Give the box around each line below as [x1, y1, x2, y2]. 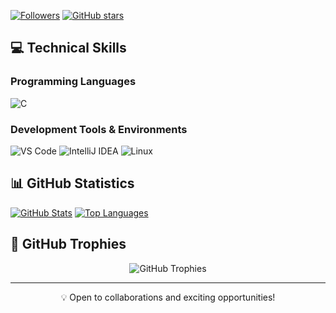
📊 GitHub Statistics [10, 175, 135, 192]
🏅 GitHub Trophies [10, 236, 127, 253]
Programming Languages [10, 75, 137, 89]
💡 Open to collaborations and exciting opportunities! [60, 291, 276, 303]
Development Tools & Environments [10, 122, 188, 136]
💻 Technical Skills [10, 40, 127, 57]
